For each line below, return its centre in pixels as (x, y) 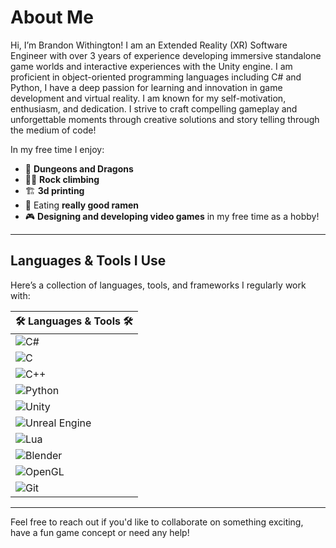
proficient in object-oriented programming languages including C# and (156, 77)
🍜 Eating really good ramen (82, 205)
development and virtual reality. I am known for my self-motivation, (148, 98)
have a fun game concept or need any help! (100, 532)
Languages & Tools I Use (88, 261)
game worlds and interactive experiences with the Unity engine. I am (151, 66)
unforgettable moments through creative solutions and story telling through (165, 119)
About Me (52, 17)
